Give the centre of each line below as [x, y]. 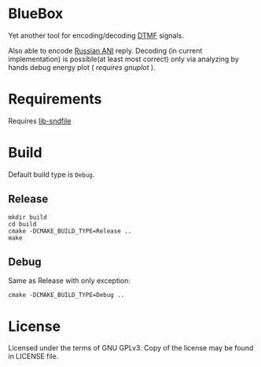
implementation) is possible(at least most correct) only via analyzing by [124, 59]
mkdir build [28, 217]
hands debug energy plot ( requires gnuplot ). [82, 67]
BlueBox [36, 14]
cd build [22, 224]
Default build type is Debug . [51, 174]
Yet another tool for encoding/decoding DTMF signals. [96, 35]
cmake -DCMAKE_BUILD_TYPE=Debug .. [66, 295]
